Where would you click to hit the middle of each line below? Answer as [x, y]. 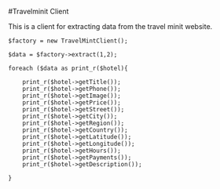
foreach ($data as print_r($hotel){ [68, 68]
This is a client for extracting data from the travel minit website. [110, 26]
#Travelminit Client [38, 11]
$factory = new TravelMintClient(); [68, 41]
